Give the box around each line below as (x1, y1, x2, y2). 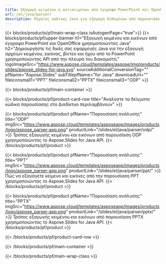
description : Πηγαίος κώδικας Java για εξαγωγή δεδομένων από (5, 16, 136, 21)
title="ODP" (5, 116, 29, 122)
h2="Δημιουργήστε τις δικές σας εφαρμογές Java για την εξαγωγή (5, 45, 144, 52)
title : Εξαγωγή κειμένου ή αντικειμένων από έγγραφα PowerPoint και (5, 7, 149, 12)
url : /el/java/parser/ (5, 12, 52, 17)
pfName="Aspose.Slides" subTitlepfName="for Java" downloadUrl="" (5, 72, 148, 78)
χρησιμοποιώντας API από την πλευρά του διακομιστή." (5, 56, 120, 62)
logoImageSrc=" (5, 61, 39, 67)
